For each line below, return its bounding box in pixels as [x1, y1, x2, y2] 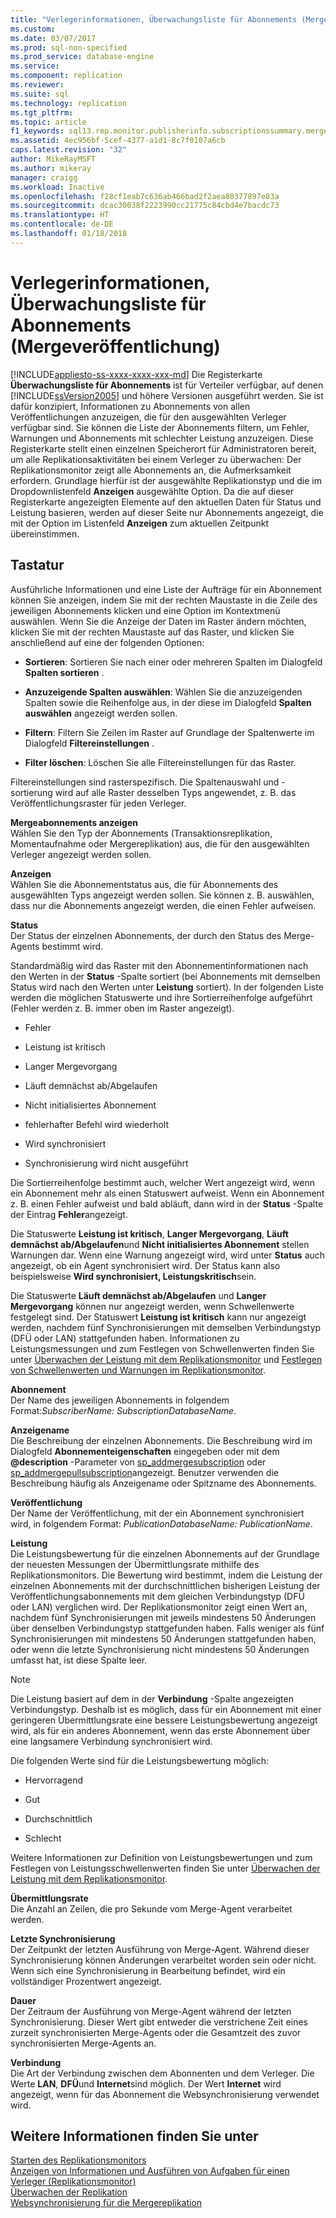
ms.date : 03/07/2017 [10, 33, 97, 43]
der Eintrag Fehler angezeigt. [10, 1208, 128, 1220]
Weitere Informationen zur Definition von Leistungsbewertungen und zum [10, 1851, 313, 1863]
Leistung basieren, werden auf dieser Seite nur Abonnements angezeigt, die [10, 506, 324, 518]
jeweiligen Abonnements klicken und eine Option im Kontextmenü [10, 604, 281, 616]
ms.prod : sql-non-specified [10, 42, 128, 53]
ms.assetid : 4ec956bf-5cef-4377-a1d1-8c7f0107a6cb [10, 136, 226, 146]
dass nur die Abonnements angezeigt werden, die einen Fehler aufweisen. [10, 899, 317, 911]
